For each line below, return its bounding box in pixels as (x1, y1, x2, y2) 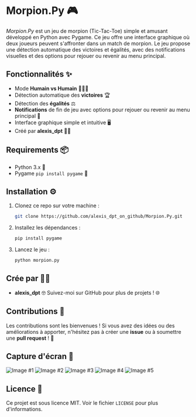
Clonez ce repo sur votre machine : (14, 202, 99, 209)
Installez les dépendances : (14, 224, 81, 231)
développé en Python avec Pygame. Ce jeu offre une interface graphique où (6, 33, 190, 40)
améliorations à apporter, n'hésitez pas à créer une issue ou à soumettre (6, 328, 181, 335)
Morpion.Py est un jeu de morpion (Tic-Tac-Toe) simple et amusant (6, 27, 168, 35)
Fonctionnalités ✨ (6, 69, 73, 79)
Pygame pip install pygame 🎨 (14, 170, 88, 177)
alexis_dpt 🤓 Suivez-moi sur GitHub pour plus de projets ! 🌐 (14, 289, 160, 296)
